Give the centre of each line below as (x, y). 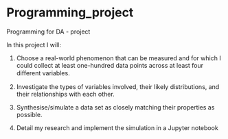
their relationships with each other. (65, 94)
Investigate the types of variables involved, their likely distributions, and (118, 86)
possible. (29, 114)
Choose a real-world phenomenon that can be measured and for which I (118, 58)
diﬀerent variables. (43, 73)
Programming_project (70, 13)
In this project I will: (34, 45)
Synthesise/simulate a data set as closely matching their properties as (115, 107)
